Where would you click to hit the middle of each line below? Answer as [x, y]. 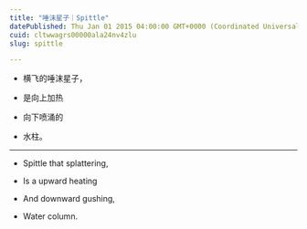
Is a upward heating [60, 181]
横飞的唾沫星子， [55, 78]
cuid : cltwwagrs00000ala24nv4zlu [73, 35]
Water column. [50, 216]
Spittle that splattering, [65, 163]
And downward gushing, [69, 199]
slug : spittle [37, 43]
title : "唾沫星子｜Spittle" [59, 18]
